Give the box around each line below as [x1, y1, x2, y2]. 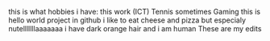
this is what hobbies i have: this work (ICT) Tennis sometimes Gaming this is [8, 7, 260, 16]
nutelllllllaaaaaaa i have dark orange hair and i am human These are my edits [8, 24, 262, 33]
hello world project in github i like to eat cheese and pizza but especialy [8, 15, 247, 25]
